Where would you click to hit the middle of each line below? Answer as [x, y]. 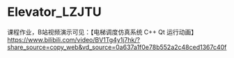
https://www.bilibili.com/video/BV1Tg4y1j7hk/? [74, 39]
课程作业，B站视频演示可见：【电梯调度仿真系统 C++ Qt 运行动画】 [102, 32]
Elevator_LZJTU [55, 12]
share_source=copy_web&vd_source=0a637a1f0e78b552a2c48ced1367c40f [117, 47]
